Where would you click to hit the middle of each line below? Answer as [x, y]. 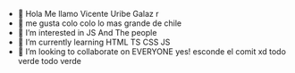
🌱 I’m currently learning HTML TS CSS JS [94, 42]
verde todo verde [50, 61]
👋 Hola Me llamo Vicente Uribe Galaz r [88, 14]
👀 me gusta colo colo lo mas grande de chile [99, 23]
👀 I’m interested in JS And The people [87, 32]
